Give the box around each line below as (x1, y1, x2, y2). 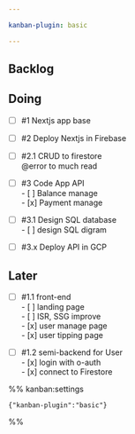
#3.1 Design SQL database (20, 215, 116, 225)
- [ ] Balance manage (20, 188, 98, 199)
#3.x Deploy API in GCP (20, 241, 108, 253)
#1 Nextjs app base (20, 114, 92, 125)
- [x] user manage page (20, 320, 108, 331)
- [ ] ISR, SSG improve (20, 312, 101, 322)
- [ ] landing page (20, 302, 85, 312)
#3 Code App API (20, 178, 85, 189)
